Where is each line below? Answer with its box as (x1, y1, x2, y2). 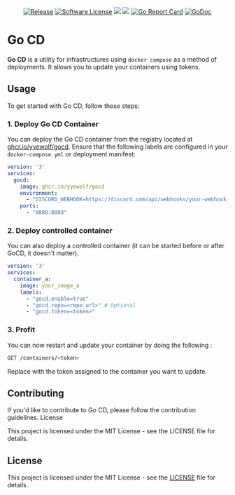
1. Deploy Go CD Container (7, 119, 99, 129)
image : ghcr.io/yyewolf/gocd (20, 183, 105, 190)
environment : (20, 189, 58, 196)
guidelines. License (7, 414, 63, 422)
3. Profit (7, 325, 36, 334)
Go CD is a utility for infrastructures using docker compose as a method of (7, 55, 218, 63)
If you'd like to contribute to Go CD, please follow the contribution (7, 406, 196, 414)
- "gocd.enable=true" (25, 295, 90, 302)
